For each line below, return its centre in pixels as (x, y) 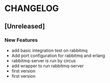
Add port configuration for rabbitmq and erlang (58, 55)
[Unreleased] (25, 26)
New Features (21, 40)
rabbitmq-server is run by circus (43, 60)
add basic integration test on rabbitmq (49, 50)
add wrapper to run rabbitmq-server (48, 66)
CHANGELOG (32, 8)
